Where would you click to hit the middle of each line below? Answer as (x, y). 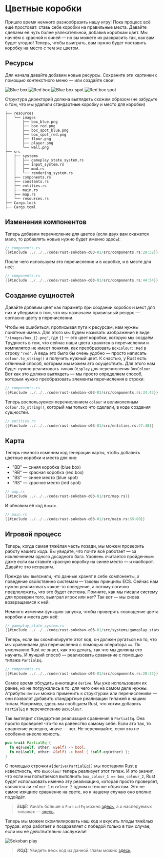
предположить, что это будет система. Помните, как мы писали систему (82, 592)
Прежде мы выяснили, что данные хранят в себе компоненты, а (72, 576)
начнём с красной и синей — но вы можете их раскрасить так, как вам (80, 38)
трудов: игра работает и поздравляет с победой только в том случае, (78, 826)
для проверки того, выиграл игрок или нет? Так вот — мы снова (72, 597)
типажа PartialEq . (24, 660)
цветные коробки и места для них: (41, 458)
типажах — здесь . (36, 811)
